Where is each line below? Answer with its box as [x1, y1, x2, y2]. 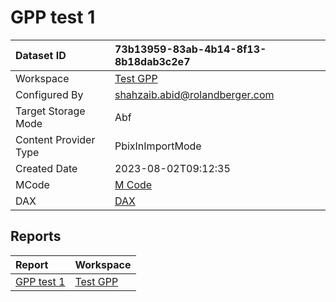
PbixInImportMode [114, 139, 202, 153]
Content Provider [15, 132, 96, 146]
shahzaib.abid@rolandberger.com [114, 87, 275, 101]
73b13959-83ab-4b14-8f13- [114, 42, 267, 56]
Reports [10, 228, 62, 245]
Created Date [15, 161, 78, 175]
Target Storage [15, 104, 86, 118]
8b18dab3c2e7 [114, 54, 191, 68]
